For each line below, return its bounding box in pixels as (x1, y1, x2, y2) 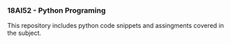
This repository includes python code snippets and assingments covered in (7, 22, 224, 30)
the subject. (7, 29, 42, 37)
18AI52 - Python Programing (7, 6, 106, 15)
